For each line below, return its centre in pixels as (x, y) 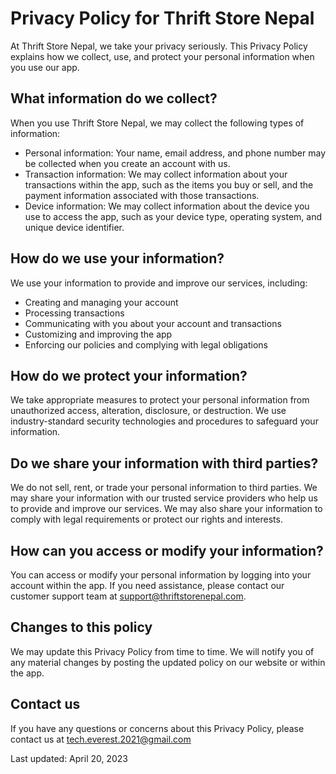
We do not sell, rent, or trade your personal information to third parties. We (164, 488)
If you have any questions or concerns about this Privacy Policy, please (157, 728)
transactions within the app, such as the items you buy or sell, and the (169, 184)
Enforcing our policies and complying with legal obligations (146, 344)
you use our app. (45, 67)
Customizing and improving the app (98, 334)
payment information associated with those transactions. (142, 195)
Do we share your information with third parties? (164, 463)
